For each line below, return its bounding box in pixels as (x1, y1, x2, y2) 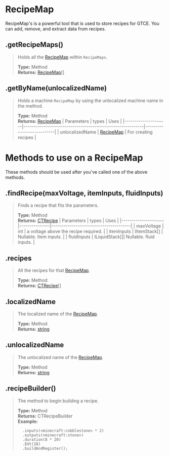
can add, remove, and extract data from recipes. (5, 25, 106, 31)
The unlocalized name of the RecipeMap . (17, 354, 104, 360)
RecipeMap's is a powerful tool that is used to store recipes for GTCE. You (5, 20, 159, 26)
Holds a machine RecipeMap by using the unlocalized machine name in (17, 97, 163, 104)
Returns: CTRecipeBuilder (17, 413, 73, 419)
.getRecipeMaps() (5, 41, 63, 49)
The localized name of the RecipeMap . (17, 311, 99, 317)
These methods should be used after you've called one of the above (5, 169, 148, 175)
